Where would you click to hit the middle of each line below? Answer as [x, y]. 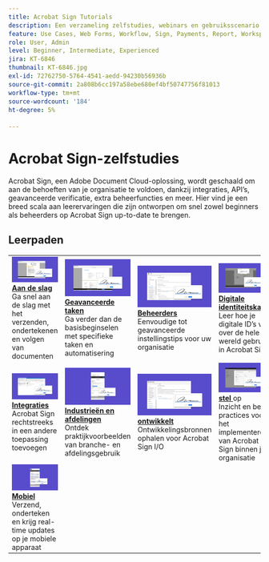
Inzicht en [235, 407]
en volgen [28, 339]
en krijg [24, 521]
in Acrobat [236, 349]
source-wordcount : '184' [50, 101]
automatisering [89, 353]
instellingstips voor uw [175, 339]
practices [234, 415]
